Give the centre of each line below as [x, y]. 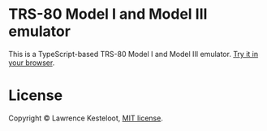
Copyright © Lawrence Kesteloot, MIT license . [86, 118]
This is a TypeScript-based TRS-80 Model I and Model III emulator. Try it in [133, 54]
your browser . [32, 63]
